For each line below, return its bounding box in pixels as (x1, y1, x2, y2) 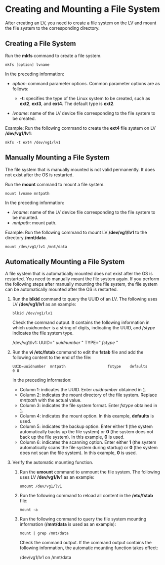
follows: (12, 86, 29, 92)
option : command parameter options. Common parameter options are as (12, 80, 160, 86)
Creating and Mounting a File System (5, 3, 160, 15)
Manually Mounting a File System (5, 154, 110, 162)
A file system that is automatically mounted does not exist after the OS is (5, 271, 153, 277)
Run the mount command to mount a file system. (5, 181, 105, 187)
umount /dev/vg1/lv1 (19, 484, 62, 489)
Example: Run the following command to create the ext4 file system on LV (5, 125, 156, 131)
